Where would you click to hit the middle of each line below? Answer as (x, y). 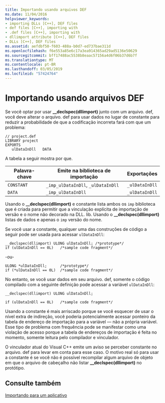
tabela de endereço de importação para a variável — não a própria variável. (82, 322)
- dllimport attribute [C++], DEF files (47, 37)
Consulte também (33, 384)
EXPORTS (13, 145)
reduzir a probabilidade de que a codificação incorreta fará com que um (78, 122)
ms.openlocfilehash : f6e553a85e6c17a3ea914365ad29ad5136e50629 (71, 51)
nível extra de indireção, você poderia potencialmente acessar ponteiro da (80, 316)
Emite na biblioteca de (84, 170)
